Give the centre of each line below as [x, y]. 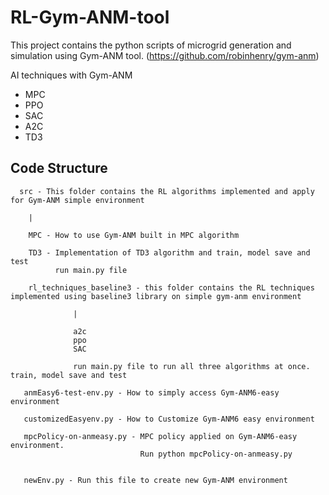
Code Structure [59, 168]
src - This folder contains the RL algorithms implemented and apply [167, 191]
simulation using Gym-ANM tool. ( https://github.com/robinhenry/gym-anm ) [165, 55]
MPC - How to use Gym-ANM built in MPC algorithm [134, 235]
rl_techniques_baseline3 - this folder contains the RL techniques [171, 287]
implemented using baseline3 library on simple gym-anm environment [156, 296]
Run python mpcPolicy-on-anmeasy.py [216, 454]
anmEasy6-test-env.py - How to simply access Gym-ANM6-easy [151, 392]
